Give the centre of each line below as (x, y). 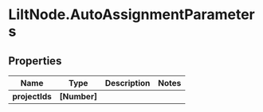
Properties (35, 61)
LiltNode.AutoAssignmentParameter (131, 15)
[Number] (79, 97)
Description (128, 83)
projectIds (32, 97)
